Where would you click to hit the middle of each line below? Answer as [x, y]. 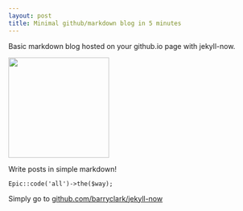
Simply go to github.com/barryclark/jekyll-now [86, 198]
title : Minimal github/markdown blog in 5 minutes [95, 23]
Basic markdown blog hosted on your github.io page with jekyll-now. [122, 46]
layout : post [30, 16]
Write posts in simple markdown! [62, 168]
